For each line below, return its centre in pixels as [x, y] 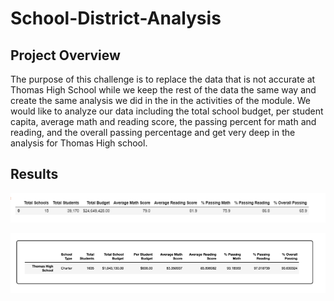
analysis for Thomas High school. [79, 143]
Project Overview [65, 55]
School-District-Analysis [116, 18]
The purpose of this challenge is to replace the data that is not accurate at [163, 79]
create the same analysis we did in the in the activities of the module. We [160, 100]
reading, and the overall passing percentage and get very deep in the [153, 132]
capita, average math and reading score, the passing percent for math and [163, 121]
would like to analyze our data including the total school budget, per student [167, 111]
